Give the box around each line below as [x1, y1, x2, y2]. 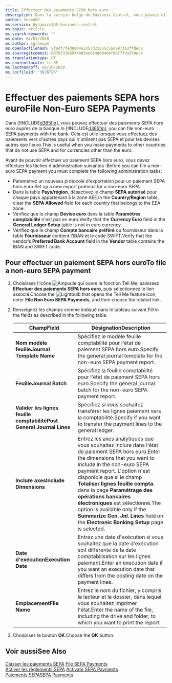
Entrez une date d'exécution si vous [77, 533, 164, 541]
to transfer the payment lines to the [77, 420, 162, 427]
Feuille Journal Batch [15, 380, 67, 387]
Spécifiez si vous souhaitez [77, 401, 143, 408]
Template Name [15, 352, 55, 359]
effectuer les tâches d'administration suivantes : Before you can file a [5, 163, 150, 169]
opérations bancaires [77, 493, 131, 500]
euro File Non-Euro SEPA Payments [5, 103, 156, 115]
